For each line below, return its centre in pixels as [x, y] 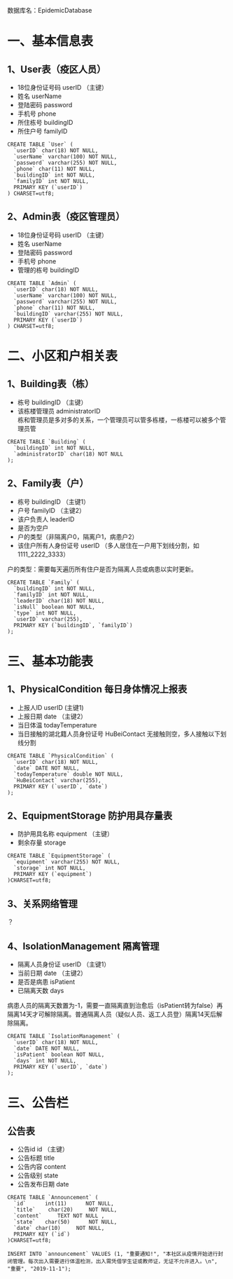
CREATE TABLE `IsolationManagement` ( [64, 1037]
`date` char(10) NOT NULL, [59, 1229]
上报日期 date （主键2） [52, 716]
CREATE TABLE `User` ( [40, 144]
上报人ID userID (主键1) [50, 707]
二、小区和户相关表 [63, 356]
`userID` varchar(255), [48, 619]
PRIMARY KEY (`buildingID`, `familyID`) [73, 625]
